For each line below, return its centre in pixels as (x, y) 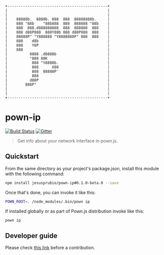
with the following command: (35, 174)
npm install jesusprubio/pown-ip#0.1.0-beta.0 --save (62, 183)
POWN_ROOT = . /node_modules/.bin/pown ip (48, 201)
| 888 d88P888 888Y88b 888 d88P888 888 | (58, 32)
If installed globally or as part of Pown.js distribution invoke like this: (75, 211)
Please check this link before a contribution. (50, 248)
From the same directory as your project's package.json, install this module (82, 168)
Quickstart (22, 157)
